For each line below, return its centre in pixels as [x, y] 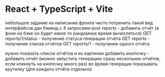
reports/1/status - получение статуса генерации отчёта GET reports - [78, 38]
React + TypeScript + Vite [59, 9]
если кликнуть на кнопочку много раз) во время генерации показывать [81, 64]
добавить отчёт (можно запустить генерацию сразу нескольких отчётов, [83, 58]
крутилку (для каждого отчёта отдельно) [49, 69]
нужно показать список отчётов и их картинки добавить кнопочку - [77, 53]
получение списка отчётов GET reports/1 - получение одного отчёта [77, 43]
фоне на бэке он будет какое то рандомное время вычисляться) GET [79, 33]
